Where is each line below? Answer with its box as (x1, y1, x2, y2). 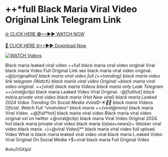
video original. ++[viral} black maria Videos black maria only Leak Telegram (5, 83, 163, 89)
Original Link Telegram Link (5, 14, 121, 25)
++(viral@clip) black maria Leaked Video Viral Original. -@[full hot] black (5, 88, 155, 94)
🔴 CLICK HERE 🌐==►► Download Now (5, 42, 87, 48)
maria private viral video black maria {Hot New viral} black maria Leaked (5, 94, 157, 100)
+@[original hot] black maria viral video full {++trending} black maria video (5, 72, 160, 78)
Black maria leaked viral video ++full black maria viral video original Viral (5, 62, 155, 68)
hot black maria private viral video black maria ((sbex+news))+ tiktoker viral (5, 120, 161, 126)
